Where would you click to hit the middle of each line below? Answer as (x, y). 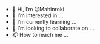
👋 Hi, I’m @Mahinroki (38, 9)
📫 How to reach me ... (40, 35)
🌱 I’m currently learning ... (44, 22)
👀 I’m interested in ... (38, 15)
